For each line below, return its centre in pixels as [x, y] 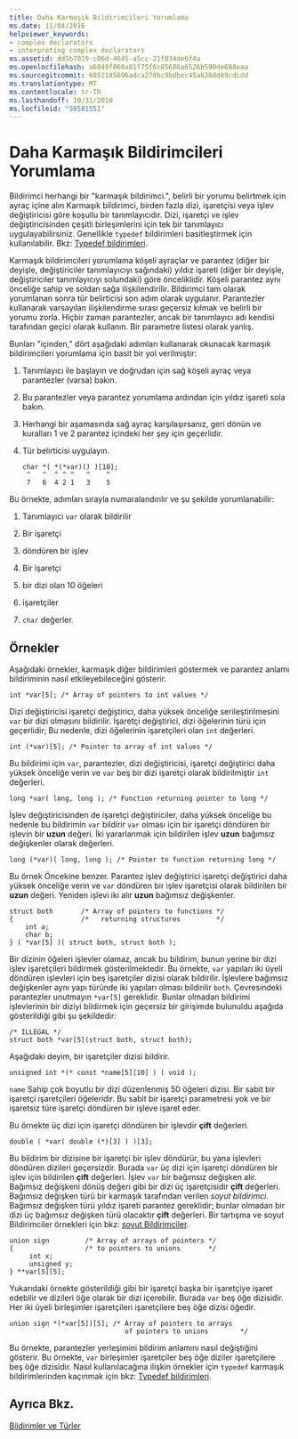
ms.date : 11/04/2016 [48, 26]
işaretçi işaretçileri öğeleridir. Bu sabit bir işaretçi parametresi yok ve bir [140, 1099]
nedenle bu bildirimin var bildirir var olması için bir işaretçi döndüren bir [140, 825]
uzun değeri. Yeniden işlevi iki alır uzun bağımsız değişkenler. [122, 895]
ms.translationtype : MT [53, 84]
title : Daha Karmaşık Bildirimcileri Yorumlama [99, 17]
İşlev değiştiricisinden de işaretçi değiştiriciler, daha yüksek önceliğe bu [141, 815]
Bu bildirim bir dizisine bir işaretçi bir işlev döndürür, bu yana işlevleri [135, 1158]
